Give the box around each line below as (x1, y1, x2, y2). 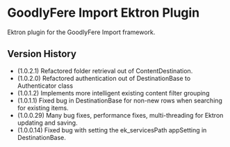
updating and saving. (17, 118, 78, 127)
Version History (7, 48, 76, 60)
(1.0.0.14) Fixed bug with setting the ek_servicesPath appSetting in (17, 125, 207, 134)
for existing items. (17, 103, 69, 112)
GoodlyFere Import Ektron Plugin (7, 5, 200, 21)
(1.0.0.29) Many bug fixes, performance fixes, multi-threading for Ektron (17, 111, 224, 119)
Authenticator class (17, 82, 74, 90)
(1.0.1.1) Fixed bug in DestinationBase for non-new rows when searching (17, 96, 222, 105)
